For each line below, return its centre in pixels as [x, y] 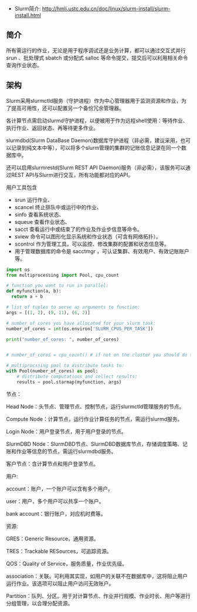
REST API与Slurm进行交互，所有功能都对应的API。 [72, 174]
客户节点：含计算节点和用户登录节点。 [52, 463]
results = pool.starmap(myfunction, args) [69, 382]
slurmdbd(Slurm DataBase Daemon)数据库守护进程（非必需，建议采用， [93, 140]
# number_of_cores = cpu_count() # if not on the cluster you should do [97, 355]
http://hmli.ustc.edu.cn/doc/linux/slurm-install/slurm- [106, 9]
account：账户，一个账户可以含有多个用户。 [60, 489]
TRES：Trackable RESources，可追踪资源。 [59, 551]
